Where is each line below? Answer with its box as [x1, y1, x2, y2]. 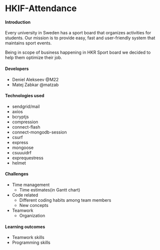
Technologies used [5, 93, 45, 99]
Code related [12, 192, 38, 198]
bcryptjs [12, 114, 29, 119]
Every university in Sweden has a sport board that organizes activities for [5, 30, 151, 36]
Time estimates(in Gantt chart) [19, 187, 80, 192]
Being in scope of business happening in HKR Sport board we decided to [5, 49, 151, 56]
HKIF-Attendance [5, 3, 77, 14]
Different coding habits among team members [19, 197, 112, 203]
